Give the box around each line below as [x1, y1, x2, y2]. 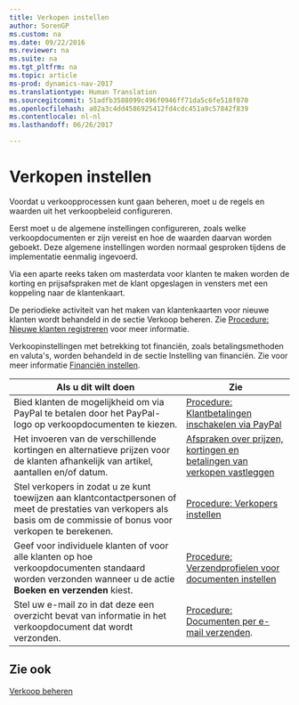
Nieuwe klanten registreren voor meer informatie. [9, 323, 190, 334]
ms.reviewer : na [9, 46, 69, 55]
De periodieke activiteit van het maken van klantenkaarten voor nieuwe [9, 304, 270, 315]
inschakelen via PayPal [186, 417, 282, 430]
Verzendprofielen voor [186, 562, 280, 574]
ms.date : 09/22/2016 [9, 37, 86, 47]
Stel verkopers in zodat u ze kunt [13, 480, 151, 492]
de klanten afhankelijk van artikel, [13, 455, 153, 467]
